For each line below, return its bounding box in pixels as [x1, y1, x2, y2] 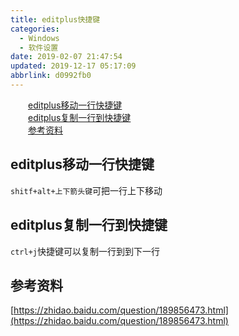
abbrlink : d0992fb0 [10, 71, 92, 81]
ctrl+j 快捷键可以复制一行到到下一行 [10, 245, 160, 257]
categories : [10, 24, 60, 34]
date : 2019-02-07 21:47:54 [10, 52, 123, 62]
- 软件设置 [19, 42, 59, 53]
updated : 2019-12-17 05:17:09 [10, 61, 137, 71]
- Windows [19, 33, 60, 43]
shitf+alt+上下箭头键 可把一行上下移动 [10, 184, 163, 196]
